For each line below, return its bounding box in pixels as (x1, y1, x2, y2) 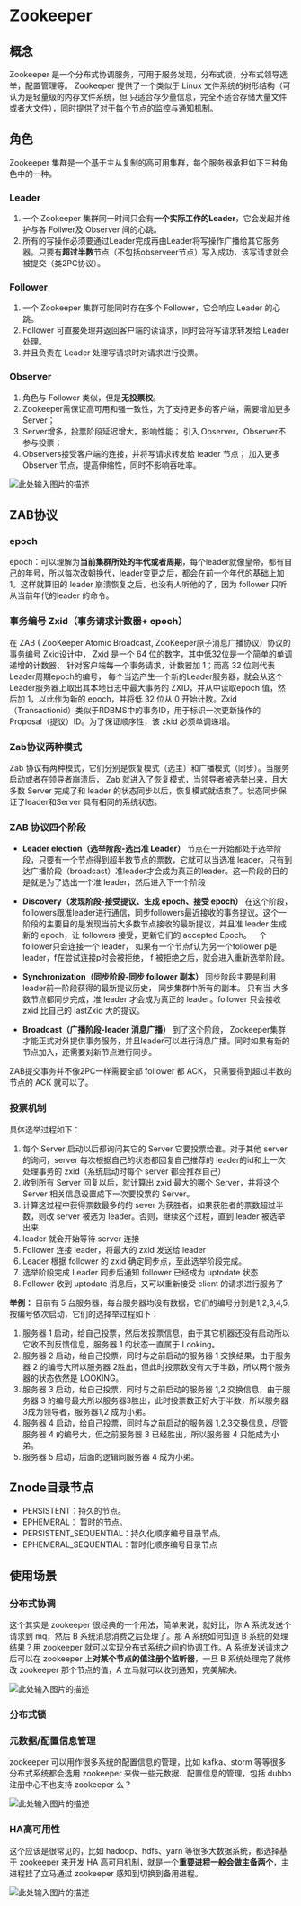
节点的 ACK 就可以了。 (9, 1077, 93, 1088)
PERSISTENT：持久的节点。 (22, 1506, 126, 1517)
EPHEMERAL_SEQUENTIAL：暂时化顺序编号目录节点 (22, 1539, 217, 1550)
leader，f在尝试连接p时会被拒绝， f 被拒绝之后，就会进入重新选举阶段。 (22, 953, 290, 963)
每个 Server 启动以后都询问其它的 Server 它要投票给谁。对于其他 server (22, 1143, 288, 1154)
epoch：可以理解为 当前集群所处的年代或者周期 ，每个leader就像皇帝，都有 (9, 557, 285, 568)
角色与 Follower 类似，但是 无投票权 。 (22, 392, 162, 403)
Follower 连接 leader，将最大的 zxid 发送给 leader (22, 1244, 207, 1255)
